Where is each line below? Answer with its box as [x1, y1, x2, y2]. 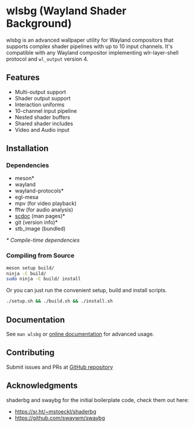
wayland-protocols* [14, 187, 64, 194]
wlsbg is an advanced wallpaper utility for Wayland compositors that [6, 36, 174, 43]
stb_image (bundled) [14, 225, 66, 232]
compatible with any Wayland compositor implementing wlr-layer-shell [6, 49, 179, 56]
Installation [6, 144, 49, 154]
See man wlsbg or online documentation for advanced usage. [6, 331, 155, 338]
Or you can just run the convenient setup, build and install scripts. [6, 287, 168, 294]
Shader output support [14, 94, 71, 102]
